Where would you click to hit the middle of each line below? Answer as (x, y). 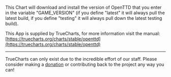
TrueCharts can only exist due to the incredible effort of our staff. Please (81, 59)
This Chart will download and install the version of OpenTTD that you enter (83, 7)
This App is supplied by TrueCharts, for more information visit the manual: (83, 33)
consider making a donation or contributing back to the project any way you (85, 64)
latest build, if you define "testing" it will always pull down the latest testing (84, 18)
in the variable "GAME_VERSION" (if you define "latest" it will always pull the (85, 13)
